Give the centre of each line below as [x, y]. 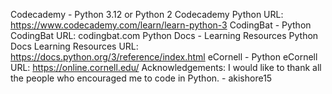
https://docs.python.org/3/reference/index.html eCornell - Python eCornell [164, 57]
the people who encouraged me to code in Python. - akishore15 [141, 78]
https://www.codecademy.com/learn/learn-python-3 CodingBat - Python [161, 25]
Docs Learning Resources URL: [74, 46]
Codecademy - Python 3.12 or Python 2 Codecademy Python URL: [147, 14]
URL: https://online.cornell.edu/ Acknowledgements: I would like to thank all [166, 67]
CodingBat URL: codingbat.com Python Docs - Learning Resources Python [164, 35]
